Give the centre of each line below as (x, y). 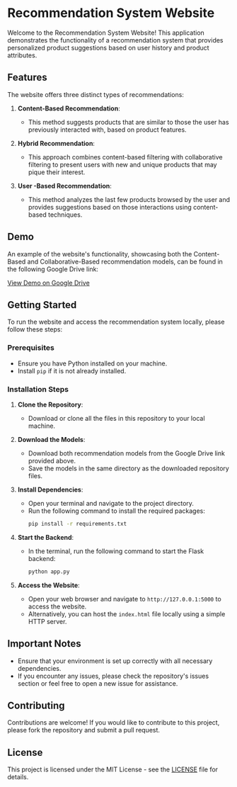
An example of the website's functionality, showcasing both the (100, 254)
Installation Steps (38, 389)
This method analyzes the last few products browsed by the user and (129, 199)
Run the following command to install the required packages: (116, 511)
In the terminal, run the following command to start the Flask (116, 551)
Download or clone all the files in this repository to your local (116, 418)
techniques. (65, 215)
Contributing (36, 705)
